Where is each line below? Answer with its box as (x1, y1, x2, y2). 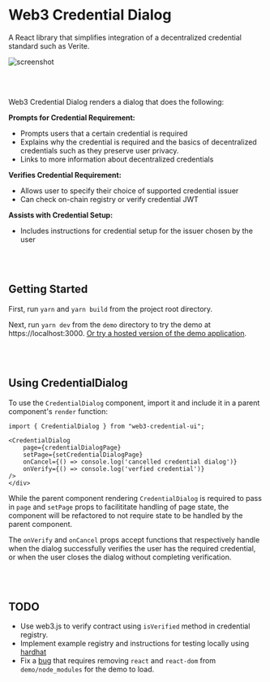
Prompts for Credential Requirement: (8, 112, 135, 123)
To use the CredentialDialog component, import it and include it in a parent (8, 398, 260, 408)
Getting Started (8, 283, 88, 296)
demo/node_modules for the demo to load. (19, 664, 155, 675)
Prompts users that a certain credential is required (19, 128, 188, 138)
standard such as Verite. (8, 41, 90, 50)
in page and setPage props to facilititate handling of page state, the (8, 502, 229, 511)
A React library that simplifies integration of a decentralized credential (8, 32, 242, 42)
